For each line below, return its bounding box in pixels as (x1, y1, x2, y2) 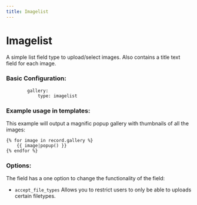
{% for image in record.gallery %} (6, 138, 94, 144)
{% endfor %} (6, 148, 38, 154)
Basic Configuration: (6, 74, 66, 82)
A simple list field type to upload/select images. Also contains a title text (6, 54, 181, 61)
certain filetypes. (14, 193, 56, 200)
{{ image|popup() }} (16, 143, 67, 149)
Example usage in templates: (6, 107, 91, 115)
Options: (6, 161, 32, 170)
